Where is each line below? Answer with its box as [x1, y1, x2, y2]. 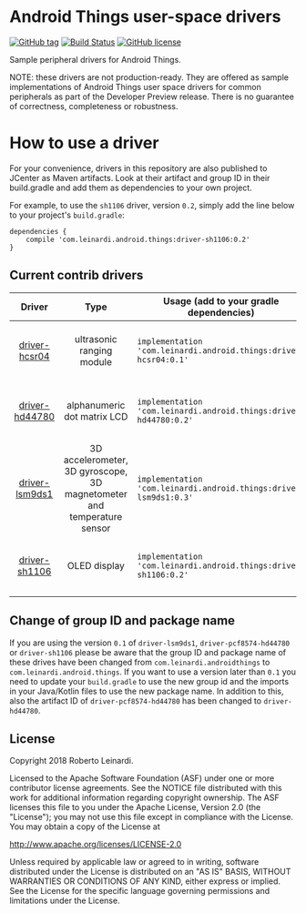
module [79, 355, 112, 368]
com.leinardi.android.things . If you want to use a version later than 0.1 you [9, 666, 296, 677]
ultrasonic [74, 332, 117, 345]
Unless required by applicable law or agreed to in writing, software [9, 857, 260, 867]
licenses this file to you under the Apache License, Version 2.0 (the [9, 802, 261, 813]
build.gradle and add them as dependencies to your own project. [9, 182, 252, 193]
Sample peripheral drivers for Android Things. [9, 54, 182, 65]
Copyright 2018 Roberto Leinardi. [9, 756, 134, 766]
